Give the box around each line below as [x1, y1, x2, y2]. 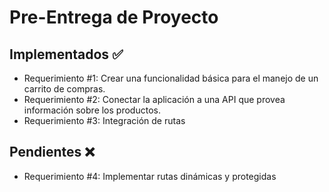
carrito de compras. [23, 83, 106, 95]
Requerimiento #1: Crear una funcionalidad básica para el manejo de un [23, 72, 319, 84]
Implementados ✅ [9, 46, 124, 63]
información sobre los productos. [23, 104, 161, 116]
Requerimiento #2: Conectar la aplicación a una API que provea [23, 94, 286, 105]
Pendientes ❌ [9, 144, 96, 161]
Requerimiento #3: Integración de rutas [23, 115, 186, 126]
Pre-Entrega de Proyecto [9, 6, 219, 29]
